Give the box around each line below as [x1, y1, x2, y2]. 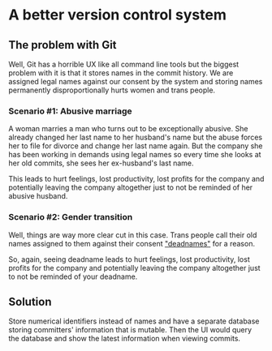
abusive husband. [8, 191, 68, 201]
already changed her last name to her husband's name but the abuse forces [8, 132, 262, 143]
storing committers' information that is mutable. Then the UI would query [8, 325, 253, 335]
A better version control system [8, 6, 227, 24]
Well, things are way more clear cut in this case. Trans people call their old [8, 229, 257, 240]
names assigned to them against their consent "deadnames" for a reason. [8, 238, 256, 248]
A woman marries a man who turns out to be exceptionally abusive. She [8, 124, 248, 134]
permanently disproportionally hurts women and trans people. [8, 85, 216, 95]
